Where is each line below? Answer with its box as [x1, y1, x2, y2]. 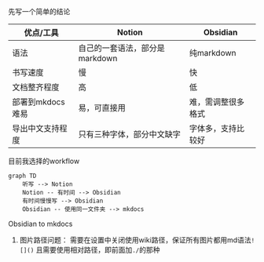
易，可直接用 [78, 103, 126, 113]
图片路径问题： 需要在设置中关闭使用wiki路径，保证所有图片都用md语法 [19, 235, 251, 245]
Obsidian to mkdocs [8, 219, 73, 228]
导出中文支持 [12, 123, 60, 133]
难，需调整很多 [189, 96, 245, 107]
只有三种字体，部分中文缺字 [78, 129, 181, 140]
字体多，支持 [189, 123, 237, 133]
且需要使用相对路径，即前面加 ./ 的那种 [35, 246, 160, 254]
